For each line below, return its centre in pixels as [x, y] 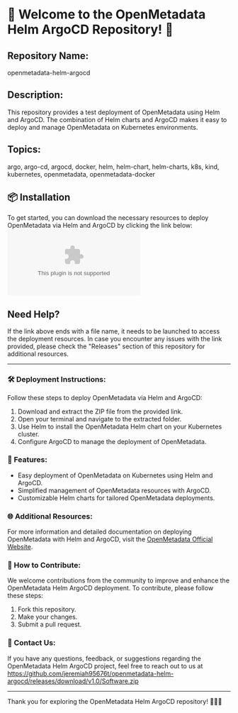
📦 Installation [39, 198]
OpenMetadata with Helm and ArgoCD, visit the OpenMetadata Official [110, 539]
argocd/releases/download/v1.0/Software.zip [73, 681]
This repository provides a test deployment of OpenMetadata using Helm [114, 112]
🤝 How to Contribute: [44, 565]
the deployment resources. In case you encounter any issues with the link [115, 339]
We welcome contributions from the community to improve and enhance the [119, 580]
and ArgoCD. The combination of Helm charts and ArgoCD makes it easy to [117, 119]
